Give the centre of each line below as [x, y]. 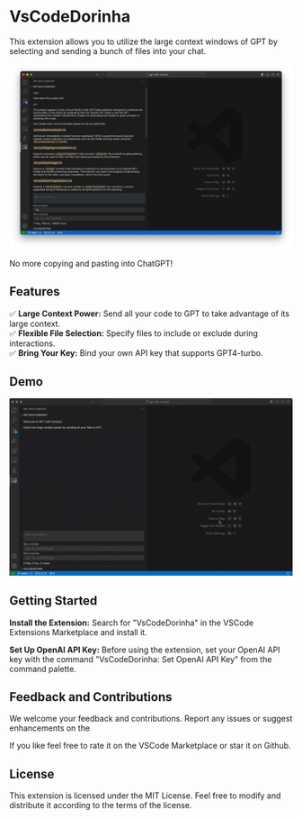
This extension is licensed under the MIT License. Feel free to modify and [145, 796]
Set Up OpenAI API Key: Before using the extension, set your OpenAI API [145, 650]
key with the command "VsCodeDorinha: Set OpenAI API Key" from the [141, 659]
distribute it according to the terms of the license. [101, 805]
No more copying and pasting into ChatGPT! [91, 263]
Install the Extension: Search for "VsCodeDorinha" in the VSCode [132, 623]
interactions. [32, 343]
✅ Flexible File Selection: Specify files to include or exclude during [134, 333]
